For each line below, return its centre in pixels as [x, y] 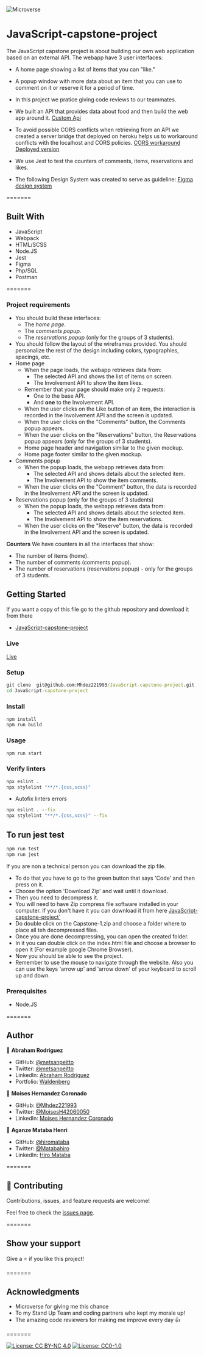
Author [20, 1035]
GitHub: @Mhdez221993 [46, 1105]
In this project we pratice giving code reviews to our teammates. [96, 99]
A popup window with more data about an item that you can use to [99, 81]
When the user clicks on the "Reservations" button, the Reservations [110, 435]
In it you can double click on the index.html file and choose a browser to [105, 943]
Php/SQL [26, 270]
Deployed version [37, 149]
